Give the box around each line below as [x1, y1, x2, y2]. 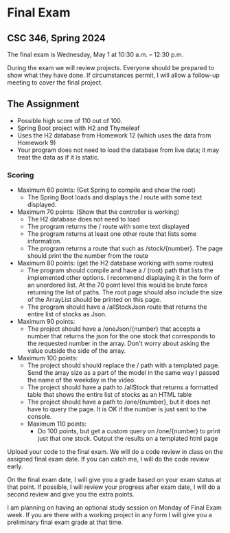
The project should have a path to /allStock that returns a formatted [27, 383, 218, 391]
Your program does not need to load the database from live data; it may [16, 146, 220, 154]
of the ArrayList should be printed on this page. [27, 296, 161, 304]
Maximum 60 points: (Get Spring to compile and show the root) [16, 186, 196, 194]
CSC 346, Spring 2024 [7, 32, 106, 44]
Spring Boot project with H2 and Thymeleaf [16, 124, 140, 132]
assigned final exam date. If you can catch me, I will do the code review [7, 455, 209, 464]
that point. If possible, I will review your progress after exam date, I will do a [7, 483, 221, 491]
